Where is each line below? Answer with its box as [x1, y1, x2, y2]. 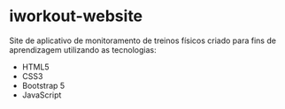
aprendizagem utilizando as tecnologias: [9, 44, 157, 54]
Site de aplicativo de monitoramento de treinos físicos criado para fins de [9, 35, 277, 46]
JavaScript [21, 90, 62, 100]
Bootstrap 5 [21, 80, 65, 91]
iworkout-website [9, 6, 143, 26]
